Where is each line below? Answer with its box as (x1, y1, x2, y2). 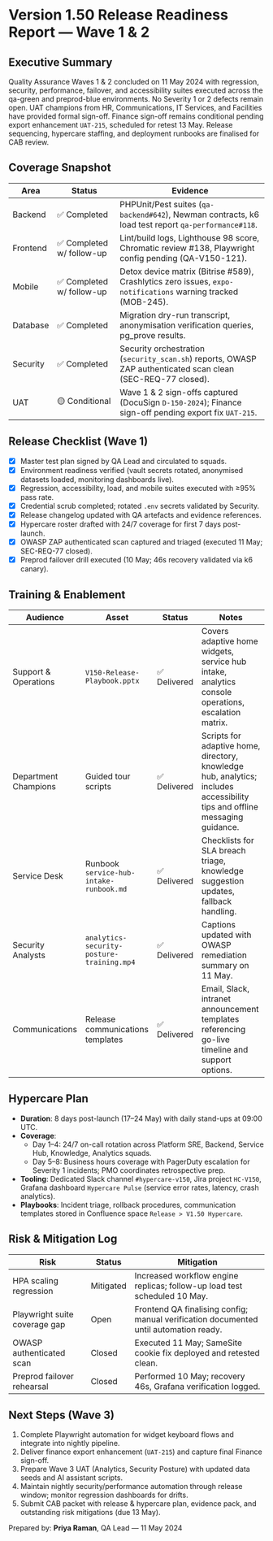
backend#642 (119, 210, 167, 219)
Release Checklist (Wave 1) (8, 435, 149, 449)
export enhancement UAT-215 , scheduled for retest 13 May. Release (8, 120, 233, 129)
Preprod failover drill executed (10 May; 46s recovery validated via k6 (19, 555, 253, 565)
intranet (201, 993, 232, 1005)
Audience (25, 611, 64, 623)
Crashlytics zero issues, (119, 276, 211, 287)
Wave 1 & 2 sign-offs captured (119, 386, 238, 397)
